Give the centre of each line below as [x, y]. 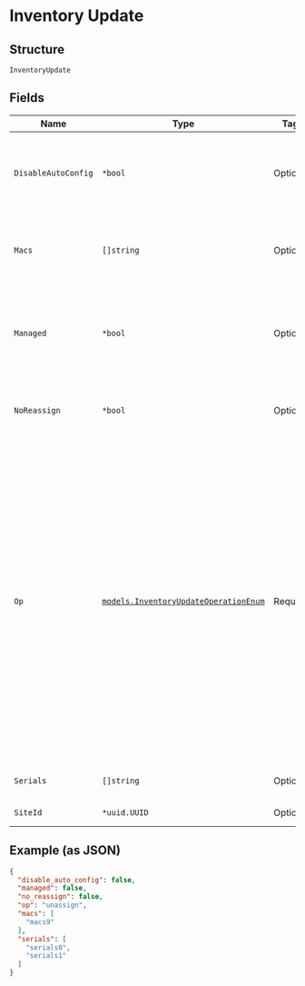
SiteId [28, 812]
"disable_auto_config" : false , [77, 880]
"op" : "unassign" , [53, 905]
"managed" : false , [53, 888]
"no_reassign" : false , [60, 897]
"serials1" [46, 956]
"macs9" [40, 922]
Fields [27, 98]
